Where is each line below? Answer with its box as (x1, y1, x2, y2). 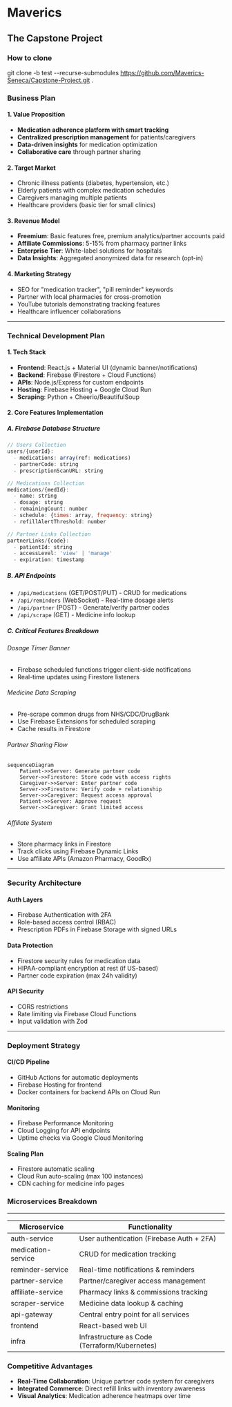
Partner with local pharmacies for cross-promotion (17, 292, 162, 301)
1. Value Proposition (7, 110, 66, 119)
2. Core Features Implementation (7, 409, 104, 417)
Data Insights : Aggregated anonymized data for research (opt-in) (17, 254, 204, 262)
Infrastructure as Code (79, 1332, 153, 1341)
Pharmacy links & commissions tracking (79, 1287, 209, 1297)
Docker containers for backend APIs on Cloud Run (17, 1087, 161, 1096)
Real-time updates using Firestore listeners (17, 672, 140, 681)
